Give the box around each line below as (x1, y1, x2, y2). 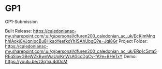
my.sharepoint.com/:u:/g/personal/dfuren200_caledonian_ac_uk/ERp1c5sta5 (5, 48, 157, 54)
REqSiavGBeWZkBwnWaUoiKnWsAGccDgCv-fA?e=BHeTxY (5, 53, 123, 59)
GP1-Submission (5, 19, 38, 24)
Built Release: (5, 28, 32, 34)
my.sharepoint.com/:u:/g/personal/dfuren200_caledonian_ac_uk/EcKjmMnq (5, 33, 156, 39)
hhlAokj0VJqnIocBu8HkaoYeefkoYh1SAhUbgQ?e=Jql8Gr (5, 38, 118, 44)
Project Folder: (118, 38, 148, 44)
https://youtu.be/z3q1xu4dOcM (5, 58, 68, 64)
